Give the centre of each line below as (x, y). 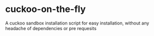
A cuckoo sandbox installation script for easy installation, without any (77, 23)
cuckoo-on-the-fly (45, 9)
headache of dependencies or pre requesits (51, 28)
